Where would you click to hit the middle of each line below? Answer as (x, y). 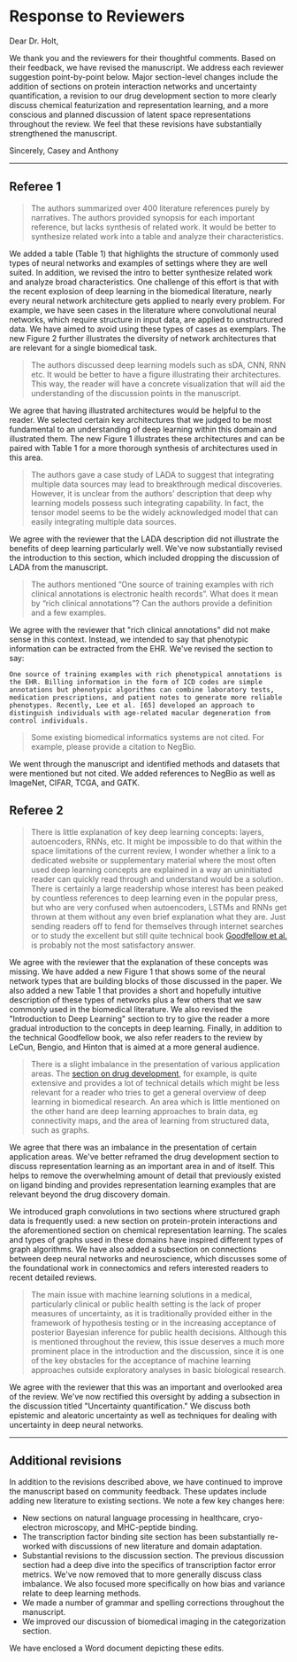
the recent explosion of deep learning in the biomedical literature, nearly (141, 291)
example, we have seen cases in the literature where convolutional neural (143, 310)
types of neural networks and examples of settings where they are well (138, 262)
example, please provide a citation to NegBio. (114, 746)
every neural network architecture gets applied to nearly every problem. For (147, 300)
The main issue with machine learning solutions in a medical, (141, 1294)
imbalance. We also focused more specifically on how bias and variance (153, 1584)
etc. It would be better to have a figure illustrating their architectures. (156, 374)
